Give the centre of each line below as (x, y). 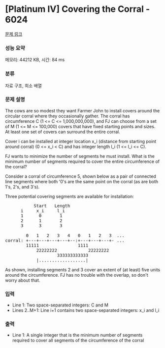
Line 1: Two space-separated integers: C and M (60, 305)
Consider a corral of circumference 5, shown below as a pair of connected (81, 176)
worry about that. (23, 280)
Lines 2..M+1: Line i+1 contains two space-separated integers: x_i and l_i (86, 310)
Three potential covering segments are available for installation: (69, 196)
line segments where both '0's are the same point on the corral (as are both (82, 181)
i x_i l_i (43, 211)
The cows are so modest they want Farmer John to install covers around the (82, 110)
